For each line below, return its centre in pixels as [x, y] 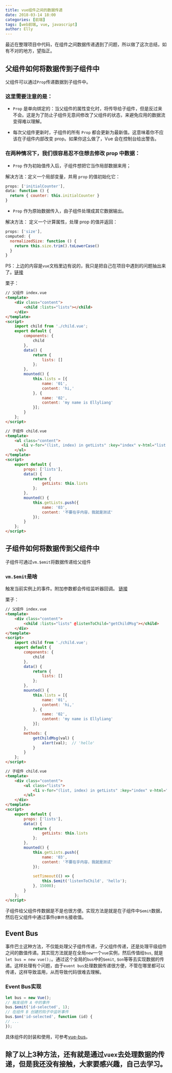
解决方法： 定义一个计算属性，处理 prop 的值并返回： [61, 222]
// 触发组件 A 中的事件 [28, 1002]
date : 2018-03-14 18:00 [31, 15]
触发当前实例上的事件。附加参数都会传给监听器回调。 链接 [67, 589]
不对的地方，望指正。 [32, 51]
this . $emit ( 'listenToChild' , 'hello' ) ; [84, 881]
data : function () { [27, 191]
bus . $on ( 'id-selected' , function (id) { [49, 1017]
